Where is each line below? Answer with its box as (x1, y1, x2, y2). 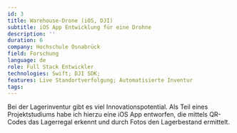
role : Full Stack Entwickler (7, 63, 94, 70)
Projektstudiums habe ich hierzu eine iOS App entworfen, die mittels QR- (7, 110, 221, 119)
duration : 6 (7, 37, 43, 44)
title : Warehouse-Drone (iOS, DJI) (7, 17, 114, 24)
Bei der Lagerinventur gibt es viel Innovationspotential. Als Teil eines (7, 102, 208, 111)
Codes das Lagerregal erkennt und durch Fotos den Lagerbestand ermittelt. (7, 118, 231, 127)
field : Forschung (7, 50, 59, 58)
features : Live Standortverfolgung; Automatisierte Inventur (7, 76, 193, 84)
